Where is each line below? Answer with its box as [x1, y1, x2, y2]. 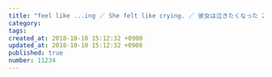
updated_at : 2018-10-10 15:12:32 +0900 [8, 42, 143, 50]
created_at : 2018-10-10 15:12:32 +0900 [8, 34, 143, 43]
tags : [8, 26, 27, 34]
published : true [8, 49, 63, 57]
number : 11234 [8, 57, 57, 65]
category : [8, 19, 42, 27]
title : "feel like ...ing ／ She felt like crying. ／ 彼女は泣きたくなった [8, 11, 259, 20]
